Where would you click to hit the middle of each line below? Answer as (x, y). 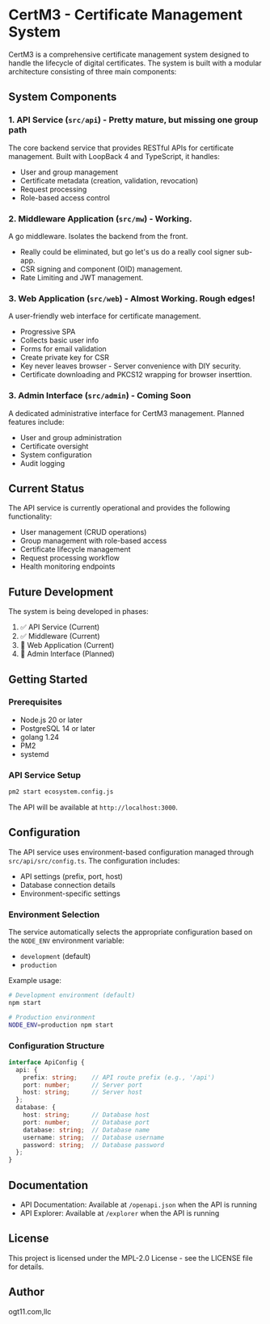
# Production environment (52, 1017)
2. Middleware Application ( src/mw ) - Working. (100, 218)
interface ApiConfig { (46, 1062)
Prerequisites (35, 702)
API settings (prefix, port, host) (72, 876)
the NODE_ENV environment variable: (67, 941)
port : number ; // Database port (86, 1122)
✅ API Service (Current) (60, 627)
